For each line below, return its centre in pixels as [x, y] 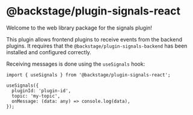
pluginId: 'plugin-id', [41, 91]
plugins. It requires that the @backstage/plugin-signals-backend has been [97, 46]
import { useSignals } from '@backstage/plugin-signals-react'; [88, 75]
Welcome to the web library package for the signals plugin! [79, 28]
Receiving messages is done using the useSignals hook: [76, 64]
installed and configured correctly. [49, 52]
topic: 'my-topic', [36, 96]
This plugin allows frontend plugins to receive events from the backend [94, 39]
